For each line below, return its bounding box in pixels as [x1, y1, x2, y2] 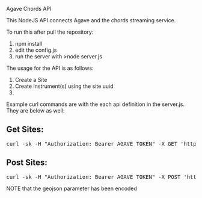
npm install [14, 40, 43, 47]
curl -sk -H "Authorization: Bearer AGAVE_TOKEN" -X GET [6, 140, 178, 147]
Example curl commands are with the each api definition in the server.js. [6, 101, 185, 108]
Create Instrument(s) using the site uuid [14, 82, 114, 90]
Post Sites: [6, 158, 47, 168]
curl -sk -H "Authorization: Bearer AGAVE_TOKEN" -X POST [6, 173, 181, 180]
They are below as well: [6, 107, 65, 114]
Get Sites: [6, 125, 44, 135]
